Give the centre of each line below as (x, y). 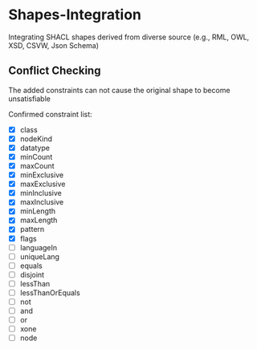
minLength (38, 211)
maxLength (39, 220)
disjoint (32, 274)
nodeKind (36, 139)
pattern (32, 229)
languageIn (39, 247)
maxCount (37, 166)
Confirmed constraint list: (50, 114)
